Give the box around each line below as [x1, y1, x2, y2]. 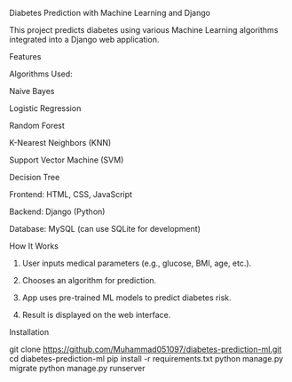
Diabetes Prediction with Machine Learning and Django [9, 8, 211, 18]
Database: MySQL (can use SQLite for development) [9, 224, 201, 234]
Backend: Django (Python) [9, 206, 106, 217]
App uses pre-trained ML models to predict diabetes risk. [21, 292, 232, 303]
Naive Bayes [9, 86, 55, 96]
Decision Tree [9, 172, 60, 182]
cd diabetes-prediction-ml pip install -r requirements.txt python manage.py [9, 354, 284, 363]
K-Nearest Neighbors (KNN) [9, 138, 112, 147]
